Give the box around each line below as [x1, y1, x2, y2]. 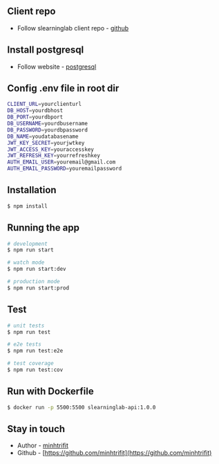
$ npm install [7, 202, 48, 210]
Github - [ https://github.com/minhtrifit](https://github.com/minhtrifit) [17, 449, 212, 457]
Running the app [7, 222, 79, 234]
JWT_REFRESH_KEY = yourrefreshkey [7, 152, 100, 159]
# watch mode [7, 259, 45, 266]
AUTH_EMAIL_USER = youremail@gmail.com [7, 159, 116, 166]
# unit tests [7, 322, 45, 329]
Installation [7, 184, 57, 196]
